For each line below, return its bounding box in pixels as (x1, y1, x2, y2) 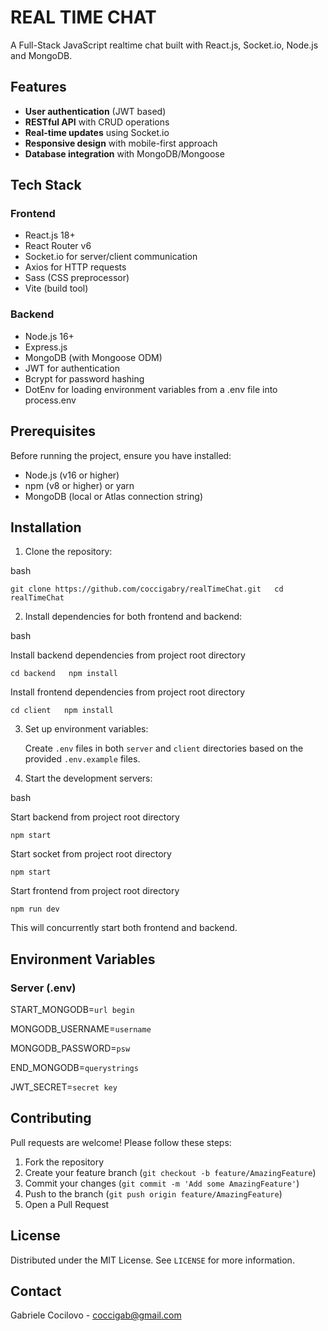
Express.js (24, 341, 68, 353)
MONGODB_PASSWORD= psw (10, 1042, 131, 1055)
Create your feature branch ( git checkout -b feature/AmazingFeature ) (24, 1166, 317, 1178)
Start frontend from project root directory (10, 885, 180, 897)
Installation (10, 519, 82, 536)
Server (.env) (10, 981, 77, 995)
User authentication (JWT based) (24, 105, 167, 117)
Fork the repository (24, 1156, 105, 1168)
